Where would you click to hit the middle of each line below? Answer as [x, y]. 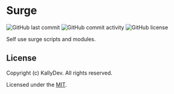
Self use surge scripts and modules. [51, 39]
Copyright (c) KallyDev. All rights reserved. [60, 73]
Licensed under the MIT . [37, 84]
